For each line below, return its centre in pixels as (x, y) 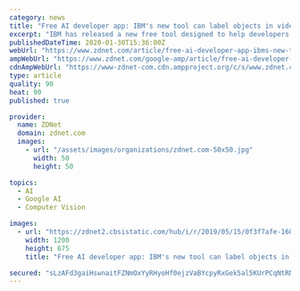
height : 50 (53, 166)
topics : (24, 183)
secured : (25, 273)
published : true (39, 100)
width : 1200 (47, 240)
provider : (28, 117)
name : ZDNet (40, 125)
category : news (37, 17)
